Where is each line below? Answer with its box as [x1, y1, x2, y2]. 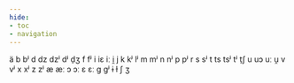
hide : [9, 12, 29, 22]
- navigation [9, 29, 58, 38]
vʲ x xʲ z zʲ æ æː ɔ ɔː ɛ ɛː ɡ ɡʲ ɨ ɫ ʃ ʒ [9, 64, 130, 75]
